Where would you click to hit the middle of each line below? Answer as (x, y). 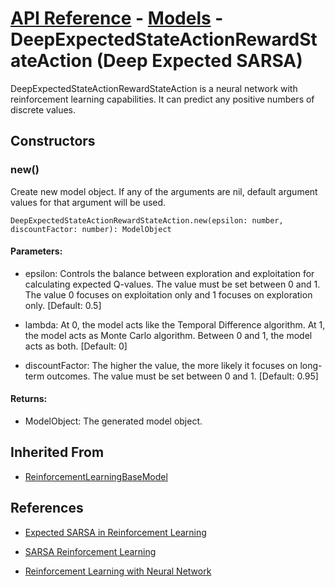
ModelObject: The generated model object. (113, 421)
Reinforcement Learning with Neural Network (118, 571)
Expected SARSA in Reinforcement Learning (115, 532)
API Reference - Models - (117, 18)
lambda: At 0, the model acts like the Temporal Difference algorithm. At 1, (175, 324)
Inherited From (57, 452)
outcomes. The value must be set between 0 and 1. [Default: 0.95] (182, 376)
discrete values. (43, 109)
